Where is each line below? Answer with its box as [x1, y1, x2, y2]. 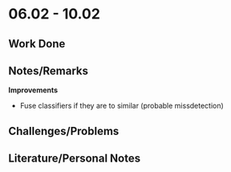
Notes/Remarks [8, 63, 89, 77]
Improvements [8, 85, 59, 95]
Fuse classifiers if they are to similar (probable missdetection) [19, 101, 225, 111]
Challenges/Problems [8, 124, 120, 137]
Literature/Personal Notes [8, 152, 141, 166]
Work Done [8, 37, 66, 51]
